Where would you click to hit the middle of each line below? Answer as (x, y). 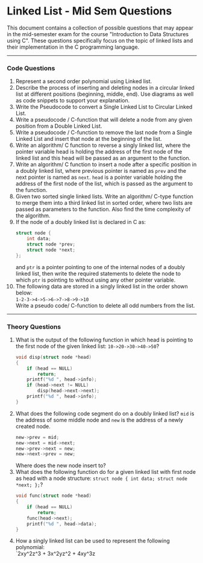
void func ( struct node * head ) (54, 496)
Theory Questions (34, 326)
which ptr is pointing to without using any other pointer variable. (95, 280)
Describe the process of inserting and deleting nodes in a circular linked (105, 88)
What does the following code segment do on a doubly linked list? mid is (105, 413)
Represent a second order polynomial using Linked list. (84, 81)
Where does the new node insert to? (61, 465)
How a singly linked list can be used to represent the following (93, 541)
